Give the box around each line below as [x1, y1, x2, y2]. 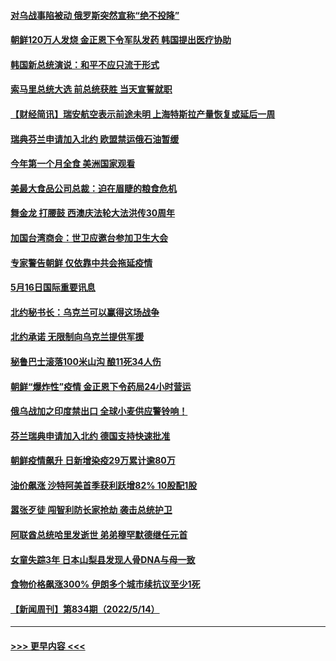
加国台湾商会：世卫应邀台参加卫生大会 [10, 231, 168, 244]
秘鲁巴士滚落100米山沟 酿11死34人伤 [10, 355, 162, 367]
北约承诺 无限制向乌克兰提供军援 [10, 331, 145, 343]
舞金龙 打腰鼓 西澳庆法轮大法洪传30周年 [10, 207, 176, 219]
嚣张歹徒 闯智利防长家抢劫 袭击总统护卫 [10, 504, 173, 516]
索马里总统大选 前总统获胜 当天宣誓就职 [10, 83, 173, 95]
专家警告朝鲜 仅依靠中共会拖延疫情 [10, 256, 153, 269]
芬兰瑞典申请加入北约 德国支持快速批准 [10, 430, 171, 442]
